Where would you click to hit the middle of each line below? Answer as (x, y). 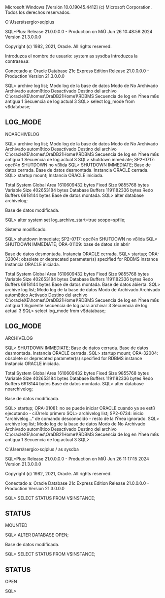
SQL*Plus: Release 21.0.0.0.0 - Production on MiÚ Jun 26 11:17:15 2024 (77, 459)
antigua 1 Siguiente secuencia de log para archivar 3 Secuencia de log (76, 305)
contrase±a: (17, 61)
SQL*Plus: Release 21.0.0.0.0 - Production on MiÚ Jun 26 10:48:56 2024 (79, 31)
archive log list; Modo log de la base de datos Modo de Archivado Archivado (83, 289)
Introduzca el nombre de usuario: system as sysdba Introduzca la (71, 56)
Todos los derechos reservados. (38, 12)
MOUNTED (16, 525)
